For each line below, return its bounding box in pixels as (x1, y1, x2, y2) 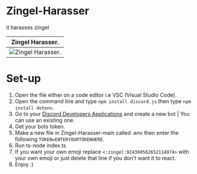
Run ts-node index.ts (14, 141, 67, 149)
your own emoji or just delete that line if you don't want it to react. (14, 154, 177, 162)
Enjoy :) (14, 160, 34, 167)
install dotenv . (14, 104, 55, 111)
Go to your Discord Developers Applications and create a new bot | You (14, 110, 190, 117)
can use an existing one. (14, 116, 75, 124)
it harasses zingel (6, 24, 49, 31)
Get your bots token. (14, 123, 65, 130)
